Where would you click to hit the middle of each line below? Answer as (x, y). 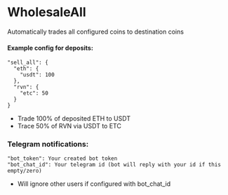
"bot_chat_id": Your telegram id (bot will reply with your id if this (114, 165)
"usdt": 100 (37, 75)
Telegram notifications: (48, 144)
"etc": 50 (34, 93)
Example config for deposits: (50, 48)
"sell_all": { (28, 63)
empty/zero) (25, 171)
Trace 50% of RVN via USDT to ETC (69, 126)
